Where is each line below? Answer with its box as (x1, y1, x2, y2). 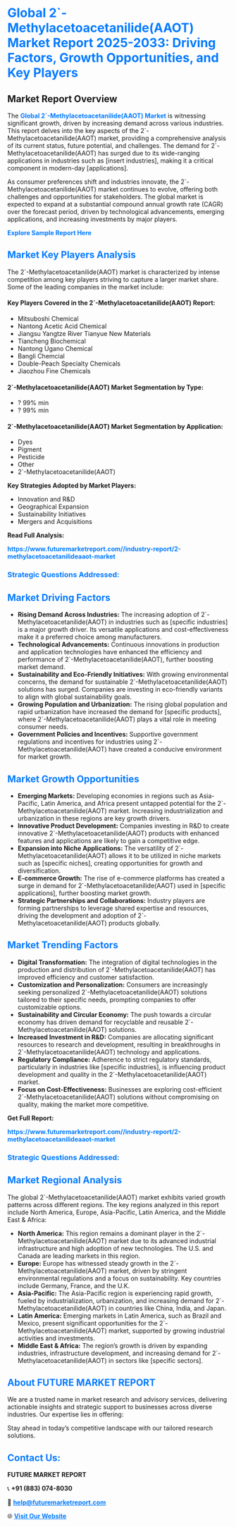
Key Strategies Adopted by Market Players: (7, 481, 137, 490)
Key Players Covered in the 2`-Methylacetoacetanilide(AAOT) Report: (7, 299, 216, 307)
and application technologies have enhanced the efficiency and (17, 648, 202, 656)
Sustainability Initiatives (17, 510, 87, 518)
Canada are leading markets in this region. (17, 1252, 141, 1260)
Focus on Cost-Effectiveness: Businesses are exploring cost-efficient (17, 1085, 222, 1093)
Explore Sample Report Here (7, 229, 92, 237)
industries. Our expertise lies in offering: (7, 1410, 124, 1419)
